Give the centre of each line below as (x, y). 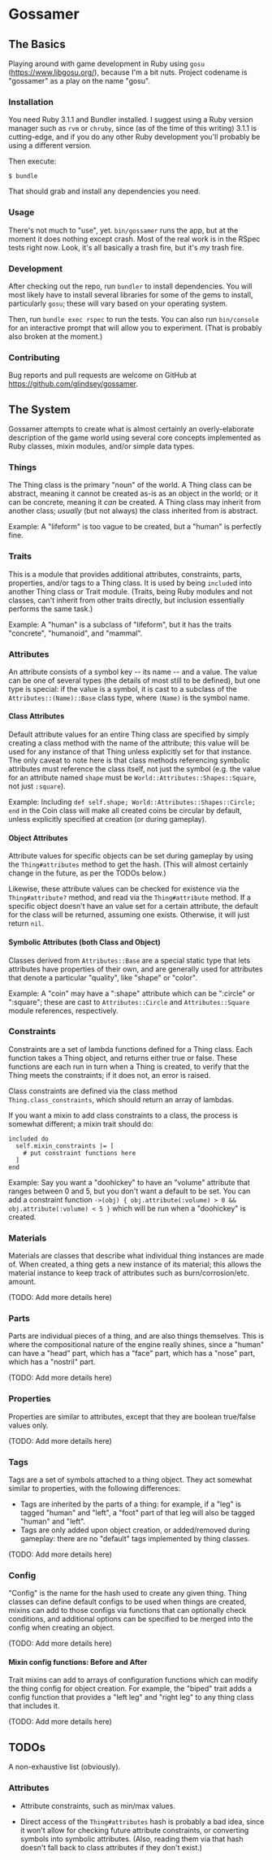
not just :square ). (37, 786)
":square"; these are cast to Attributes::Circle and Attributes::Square (129, 1002)
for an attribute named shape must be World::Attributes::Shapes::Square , (132, 778)
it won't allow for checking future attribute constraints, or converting (134, 1830)
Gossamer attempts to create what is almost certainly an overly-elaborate (131, 429)
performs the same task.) (51, 608)
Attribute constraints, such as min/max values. (98, 1806)
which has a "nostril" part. (52, 1362)
